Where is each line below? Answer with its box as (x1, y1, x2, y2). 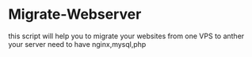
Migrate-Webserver (8, 5, 142, 23)
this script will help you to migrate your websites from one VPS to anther (8, 31, 245, 41)
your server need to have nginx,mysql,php (8, 39, 147, 48)
